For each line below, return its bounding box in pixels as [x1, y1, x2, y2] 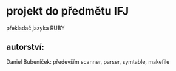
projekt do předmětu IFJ [6, 4, 129, 18]
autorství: [6, 42, 44, 52]
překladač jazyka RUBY [6, 24, 65, 32]
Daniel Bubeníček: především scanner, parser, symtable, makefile [6, 58, 170, 65]
